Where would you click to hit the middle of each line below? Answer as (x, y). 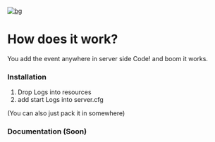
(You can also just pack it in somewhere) (66, 113)
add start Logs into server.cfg (60, 100)
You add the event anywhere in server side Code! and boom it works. (107, 58)
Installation (27, 77)
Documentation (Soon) (47, 131)
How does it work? (63, 39)
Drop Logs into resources (54, 92)
